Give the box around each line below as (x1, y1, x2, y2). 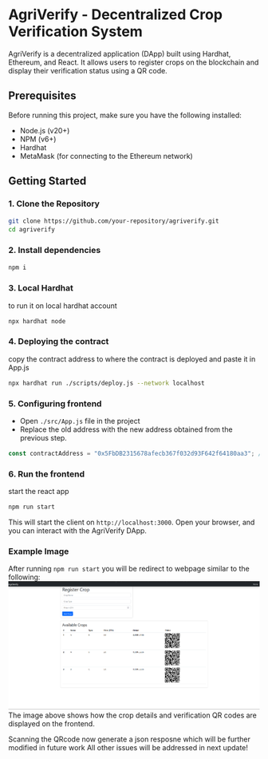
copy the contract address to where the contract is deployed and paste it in (8, 354, 256, 364)
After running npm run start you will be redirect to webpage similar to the (8, 564, 250, 574)
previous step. (19, 433, 68, 442)
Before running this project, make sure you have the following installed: (8, 110, 242, 120)
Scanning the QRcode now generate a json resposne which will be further (8, 734, 251, 744)
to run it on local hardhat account (8, 301, 117, 310)
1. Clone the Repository (8, 198, 100, 209)
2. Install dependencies (8, 245, 101, 256)
